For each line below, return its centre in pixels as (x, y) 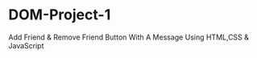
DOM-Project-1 (60, 15)
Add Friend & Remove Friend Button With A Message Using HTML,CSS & (129, 37)
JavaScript (26, 45)
